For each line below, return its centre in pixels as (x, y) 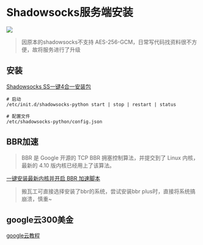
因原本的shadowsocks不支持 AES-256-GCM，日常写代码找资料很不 (106, 42)
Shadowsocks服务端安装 (70, 12)
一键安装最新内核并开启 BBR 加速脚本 (54, 178)
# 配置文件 (18, 116)
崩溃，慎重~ (37, 199)
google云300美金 (40, 220)
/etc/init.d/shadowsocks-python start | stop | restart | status (91, 104)
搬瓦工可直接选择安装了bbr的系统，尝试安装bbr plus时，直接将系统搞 (108, 191)
